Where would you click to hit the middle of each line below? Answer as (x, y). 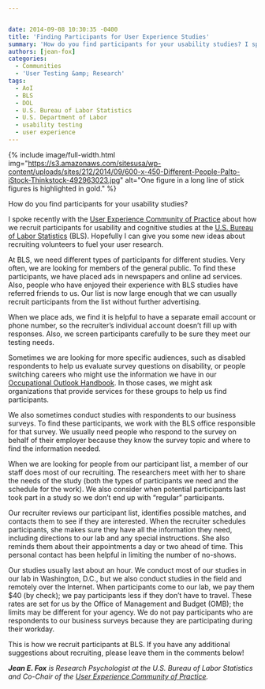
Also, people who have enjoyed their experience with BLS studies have (123, 285)
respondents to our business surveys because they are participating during (131, 620)
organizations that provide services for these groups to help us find (118, 391)
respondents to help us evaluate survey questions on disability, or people (127, 365)
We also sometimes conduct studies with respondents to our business (122, 415)
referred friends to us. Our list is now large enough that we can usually (123, 293)
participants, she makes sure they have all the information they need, (120, 529)
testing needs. (32, 342)
